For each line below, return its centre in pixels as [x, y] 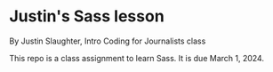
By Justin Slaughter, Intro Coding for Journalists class [108, 41]
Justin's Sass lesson [87, 16]
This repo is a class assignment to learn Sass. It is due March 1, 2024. [137, 58]
